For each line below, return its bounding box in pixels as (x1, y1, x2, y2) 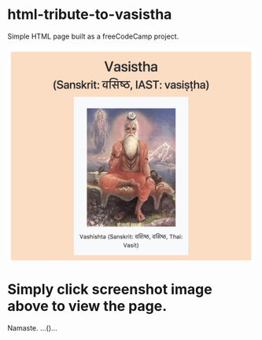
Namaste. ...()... (7, 323, 57, 332)
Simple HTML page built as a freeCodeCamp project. (7, 31, 179, 41)
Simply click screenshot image (7, 280, 213, 298)
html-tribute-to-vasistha (7, 6, 172, 24)
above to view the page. (7, 297, 168, 315)
